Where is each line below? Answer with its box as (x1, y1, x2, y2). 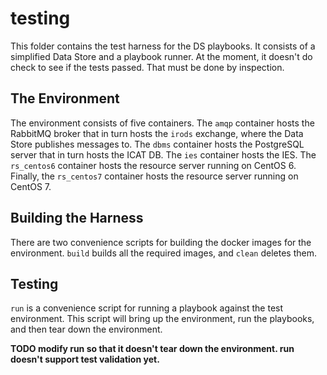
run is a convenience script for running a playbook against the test (10, 302, 284, 314)
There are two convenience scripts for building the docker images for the (10, 236, 312, 248)
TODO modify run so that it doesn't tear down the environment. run (10, 343, 295, 355)
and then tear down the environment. (10, 323, 163, 336)
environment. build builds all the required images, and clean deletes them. (10, 247, 317, 259)
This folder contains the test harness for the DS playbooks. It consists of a (10, 40, 316, 52)
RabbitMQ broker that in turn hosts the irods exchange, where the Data (10, 127, 304, 139)
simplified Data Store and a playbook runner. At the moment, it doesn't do (10, 50, 313, 62)
